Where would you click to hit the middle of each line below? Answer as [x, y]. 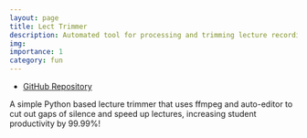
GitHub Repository [58, 86]
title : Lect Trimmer [49, 27]
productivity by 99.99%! [55, 123]
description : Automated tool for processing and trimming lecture [138, 35]
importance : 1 [37, 52]
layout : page [34, 18]
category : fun [37, 60]
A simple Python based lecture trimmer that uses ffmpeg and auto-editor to [151, 104]
